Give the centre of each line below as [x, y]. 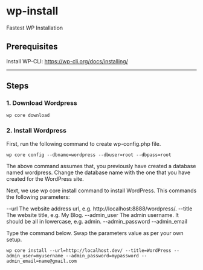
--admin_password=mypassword [102, 256]
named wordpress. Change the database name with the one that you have [98, 172]
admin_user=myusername [35, 256]
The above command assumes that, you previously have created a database [101, 166]
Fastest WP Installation [35, 28]
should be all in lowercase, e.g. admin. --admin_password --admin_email [97, 221]
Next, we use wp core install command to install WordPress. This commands [101, 190]
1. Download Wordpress [42, 103]
